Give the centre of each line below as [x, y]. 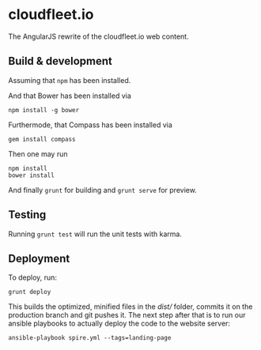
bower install [32, 175]
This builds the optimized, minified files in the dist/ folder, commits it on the [130, 307]
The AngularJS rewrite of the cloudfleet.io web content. [98, 36]
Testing [27, 215]
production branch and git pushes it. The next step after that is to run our [127, 315]
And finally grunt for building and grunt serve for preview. [103, 190]
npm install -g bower [44, 110]
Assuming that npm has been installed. [70, 80]
